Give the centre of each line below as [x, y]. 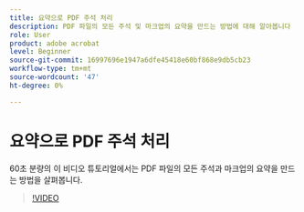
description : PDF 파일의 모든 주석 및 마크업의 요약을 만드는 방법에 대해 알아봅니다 [150, 26]
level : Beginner [40, 52]
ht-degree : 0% [37, 86]
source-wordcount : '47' [55, 77]
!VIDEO [45, 197]
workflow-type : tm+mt [51, 69]
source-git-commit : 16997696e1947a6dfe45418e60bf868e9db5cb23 [130, 60]
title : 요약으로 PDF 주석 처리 [61, 18]
